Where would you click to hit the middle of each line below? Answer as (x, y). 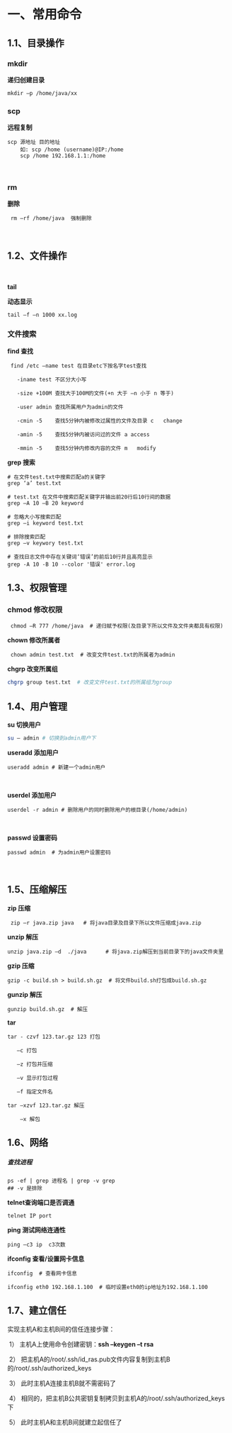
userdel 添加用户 (32, 795)
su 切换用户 (24, 725)
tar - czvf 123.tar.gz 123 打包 (54, 1037)
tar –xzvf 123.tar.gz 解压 (46, 1105)
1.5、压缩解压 (37, 890)
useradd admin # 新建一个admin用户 (57, 767)
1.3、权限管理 (37, 587)
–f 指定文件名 (35, 1092)
